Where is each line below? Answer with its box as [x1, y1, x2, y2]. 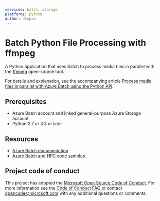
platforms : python [5, 12, 42, 17]
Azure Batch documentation [12, 147, 69, 153]
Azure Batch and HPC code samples [12, 153, 85, 159]
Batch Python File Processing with [5, 37, 146, 48]
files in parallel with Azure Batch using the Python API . [5, 83, 114, 89]
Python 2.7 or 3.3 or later [12, 121, 62, 127]
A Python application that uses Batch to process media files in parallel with [5, 64, 155, 70]
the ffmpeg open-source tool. [5, 69, 65, 74]
